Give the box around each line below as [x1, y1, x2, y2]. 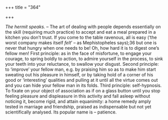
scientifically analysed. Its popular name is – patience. [5, 109, 117, 115]
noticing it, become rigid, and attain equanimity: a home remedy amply [5, 98, 151, 104]
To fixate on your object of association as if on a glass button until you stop [5, 88, 160, 93]
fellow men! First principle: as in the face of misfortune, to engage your [5, 50, 152, 56]
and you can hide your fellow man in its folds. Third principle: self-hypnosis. [5, 82, 162, 88]
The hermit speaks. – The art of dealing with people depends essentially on [5, 24, 161, 30]
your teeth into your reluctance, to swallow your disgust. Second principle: [5, 61, 159, 67]
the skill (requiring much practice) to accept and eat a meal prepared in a [5, 29, 156, 35]
